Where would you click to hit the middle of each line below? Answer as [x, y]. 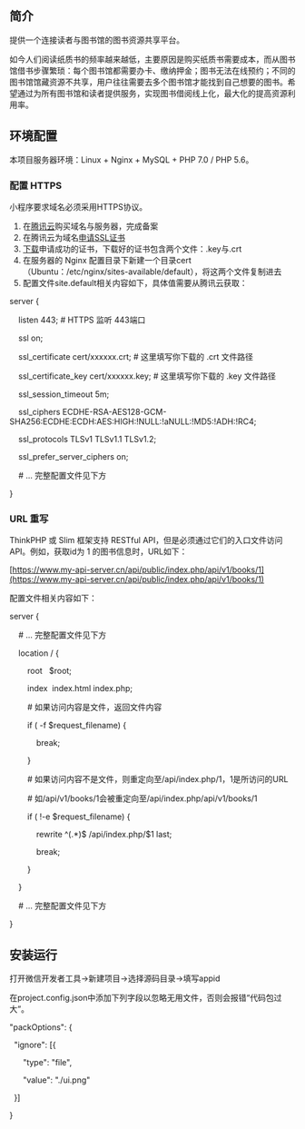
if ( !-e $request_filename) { [79, 817]
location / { [39, 653]
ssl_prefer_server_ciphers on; [73, 456]
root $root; [49, 671]
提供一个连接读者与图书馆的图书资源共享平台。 [97, 40]
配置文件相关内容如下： [53, 599]
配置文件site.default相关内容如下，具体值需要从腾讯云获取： [135, 282]
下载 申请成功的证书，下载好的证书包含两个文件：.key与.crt [132, 249]
